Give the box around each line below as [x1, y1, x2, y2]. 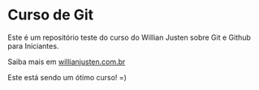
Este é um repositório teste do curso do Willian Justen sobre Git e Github [7, 32, 251, 42]
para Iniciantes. [7, 41, 59, 50]
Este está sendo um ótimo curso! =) [7, 72, 127, 82]
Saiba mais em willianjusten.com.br [7, 57, 126, 66]
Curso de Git [7, 6, 94, 24]
